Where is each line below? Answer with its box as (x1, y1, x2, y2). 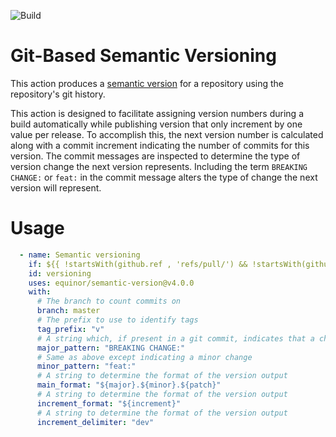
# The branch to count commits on (36, 296, 182, 307)
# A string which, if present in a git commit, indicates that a (36, 333, 315, 344)
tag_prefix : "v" (36, 324, 105, 334)
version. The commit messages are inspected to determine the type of (10, 150, 301, 162)
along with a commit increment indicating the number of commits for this (10, 139, 310, 151)
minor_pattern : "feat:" (36, 361, 137, 372)
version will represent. (10, 181, 102, 194)
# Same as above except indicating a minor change (36, 352, 253, 362)
